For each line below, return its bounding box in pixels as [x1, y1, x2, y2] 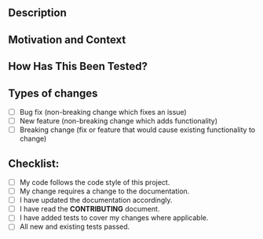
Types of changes [8, 86, 98, 100]
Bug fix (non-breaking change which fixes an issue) [19, 107, 187, 116]
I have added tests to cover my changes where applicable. [19, 213, 209, 222]
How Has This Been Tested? [8, 60, 148, 73]
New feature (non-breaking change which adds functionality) [19, 116, 218, 126]
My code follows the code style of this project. [19, 177, 170, 187]
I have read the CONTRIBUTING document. [19, 204, 160, 214]
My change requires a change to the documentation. [19, 186, 190, 196]
